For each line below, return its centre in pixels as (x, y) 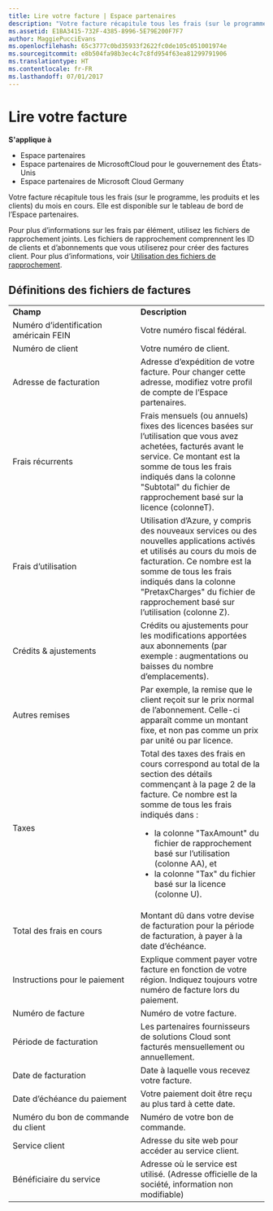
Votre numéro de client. (185, 349)
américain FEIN (41, 336)
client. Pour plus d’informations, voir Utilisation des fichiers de (113, 256)
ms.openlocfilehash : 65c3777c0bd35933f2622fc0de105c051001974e (118, 46)
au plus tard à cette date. (188, 1104)
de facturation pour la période (197, 926)
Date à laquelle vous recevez (195, 1070)
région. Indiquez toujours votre (199, 980)
